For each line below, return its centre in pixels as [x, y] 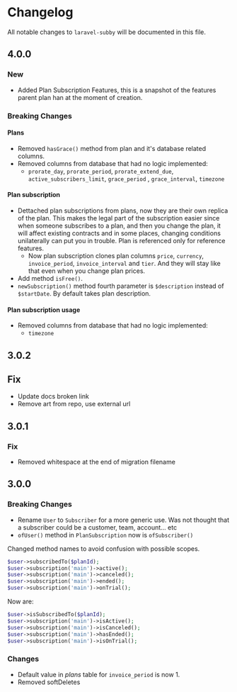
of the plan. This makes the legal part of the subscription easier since [118, 218]
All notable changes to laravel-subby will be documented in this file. [107, 32]
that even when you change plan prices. [87, 271]
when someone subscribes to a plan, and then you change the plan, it [119, 225]
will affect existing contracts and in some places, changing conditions [119, 233]
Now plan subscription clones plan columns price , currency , [116, 255]
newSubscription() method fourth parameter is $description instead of [121, 286]
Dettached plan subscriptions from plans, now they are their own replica [123, 211]
